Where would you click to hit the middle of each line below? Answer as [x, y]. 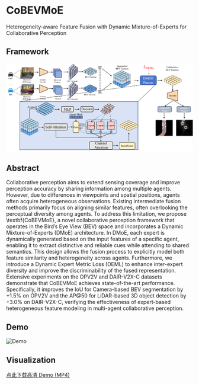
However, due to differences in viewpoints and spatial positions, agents [93, 195]
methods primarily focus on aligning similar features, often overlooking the [97, 207]
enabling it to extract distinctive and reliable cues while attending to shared [98, 245]
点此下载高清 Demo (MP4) [38, 375]
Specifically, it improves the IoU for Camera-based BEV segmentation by [95, 289]
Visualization [31, 360]
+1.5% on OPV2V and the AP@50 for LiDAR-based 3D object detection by [96, 296]
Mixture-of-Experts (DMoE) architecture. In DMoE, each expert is [85, 233]
